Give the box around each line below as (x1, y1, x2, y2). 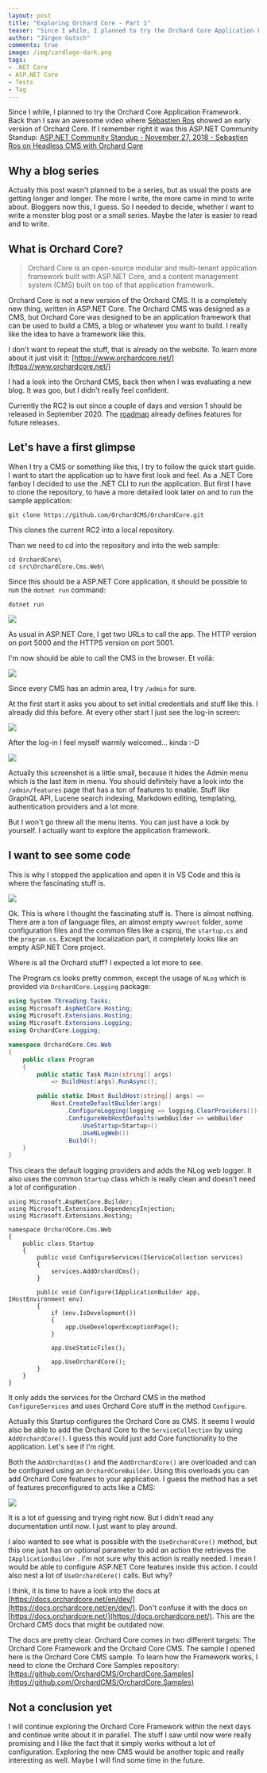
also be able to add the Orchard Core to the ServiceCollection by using (8, 1425, 242, 1435)
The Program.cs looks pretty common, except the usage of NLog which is (8, 973, 246, 983)
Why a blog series (8, 164, 99, 177)
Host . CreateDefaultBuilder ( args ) (50, 1100, 161, 1108)
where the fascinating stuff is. (8, 878, 106, 887)
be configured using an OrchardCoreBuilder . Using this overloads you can (8, 1466, 250, 1476)
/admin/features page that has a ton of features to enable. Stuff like (8, 785, 230, 794)
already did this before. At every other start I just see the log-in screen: (8, 707, 241, 716)
